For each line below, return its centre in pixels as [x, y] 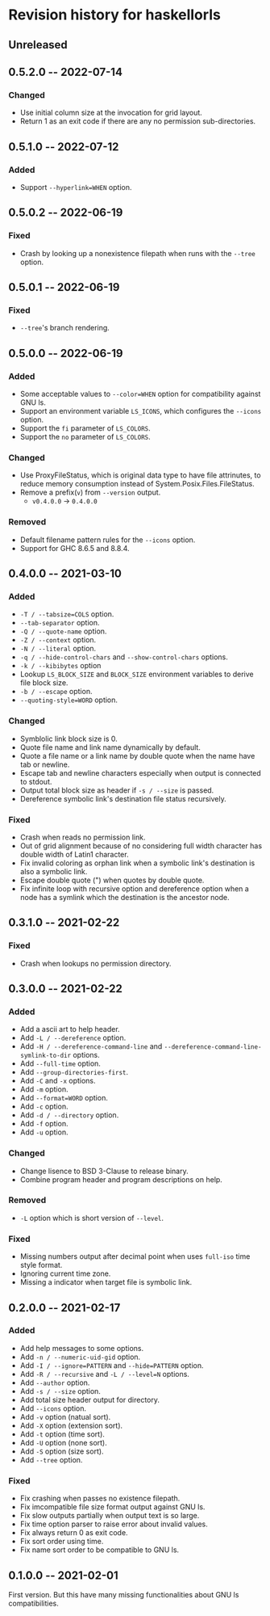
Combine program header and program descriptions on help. [121, 1179]
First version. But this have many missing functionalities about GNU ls [124, 1594]
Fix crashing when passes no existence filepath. [100, 1498]
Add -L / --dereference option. [73, 1038]
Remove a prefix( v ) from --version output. [90, 492]
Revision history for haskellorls [115, 15]
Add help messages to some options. [81, 1348]
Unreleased [38, 45]
